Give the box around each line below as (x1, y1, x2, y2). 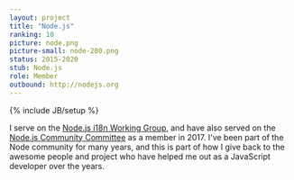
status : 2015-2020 (9, 55, 78, 64)
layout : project (9, 13, 70, 22)
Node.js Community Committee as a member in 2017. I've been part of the (9, 131, 284, 142)
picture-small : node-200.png (9, 47, 119, 56)
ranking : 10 (9, 30, 54, 39)
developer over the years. (9, 160, 106, 171)
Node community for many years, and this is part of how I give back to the (9, 141, 286, 152)
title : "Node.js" (9, 22, 75, 31)
